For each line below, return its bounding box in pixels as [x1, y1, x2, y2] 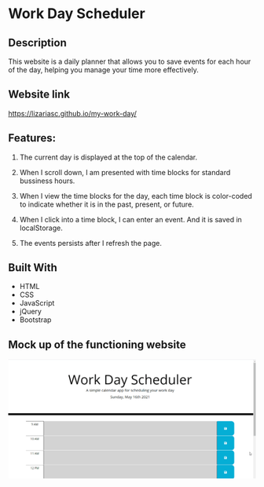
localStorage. [19, 223, 63, 233]
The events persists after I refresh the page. [19, 238, 163, 247]
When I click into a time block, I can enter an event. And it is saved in [19, 214, 242, 224]
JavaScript [19, 298, 55, 308]
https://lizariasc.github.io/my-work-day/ [8, 108, 137, 118]
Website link [8, 88, 71, 101]
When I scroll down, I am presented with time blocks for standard [19, 167, 231, 177]
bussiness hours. [19, 176, 75, 185]
